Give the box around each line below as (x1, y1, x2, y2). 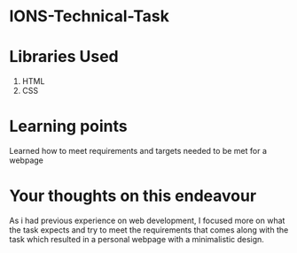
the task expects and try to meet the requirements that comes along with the (9, 225, 289, 235)
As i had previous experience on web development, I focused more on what (9, 215, 285, 226)
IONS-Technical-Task (9, 6, 170, 27)
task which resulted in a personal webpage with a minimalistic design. (9, 234, 264, 244)
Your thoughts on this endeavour (9, 186, 257, 206)
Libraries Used (9, 47, 119, 67)
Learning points (9, 117, 128, 136)
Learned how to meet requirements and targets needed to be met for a (9, 146, 268, 157)
